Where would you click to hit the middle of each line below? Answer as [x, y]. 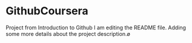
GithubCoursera [47, 11]
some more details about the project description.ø [68, 33]
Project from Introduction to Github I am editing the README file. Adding [96, 27]
